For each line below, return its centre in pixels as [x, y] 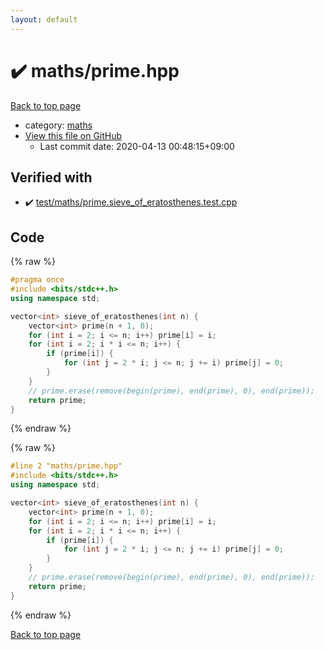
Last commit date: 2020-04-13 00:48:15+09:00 [137, 146]
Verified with [51, 177]
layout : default [44, 19]
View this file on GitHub [73, 135]
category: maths [58, 125]
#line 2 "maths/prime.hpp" [66, 466]
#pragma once [37, 280]
